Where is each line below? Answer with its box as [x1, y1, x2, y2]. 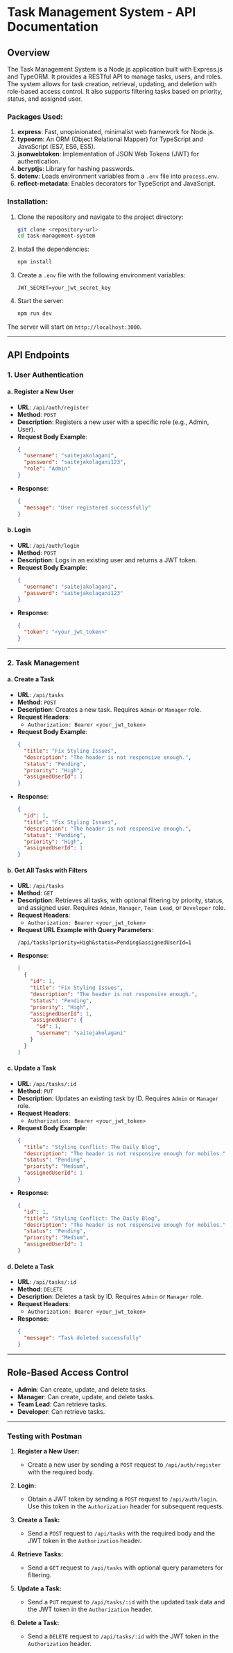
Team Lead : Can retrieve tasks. [17, 1400, 107, 1408]
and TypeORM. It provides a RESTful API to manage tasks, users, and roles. [7, 72, 223, 81]
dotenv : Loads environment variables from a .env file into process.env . [17, 172, 220, 181]
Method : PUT [17, 1086, 53, 1095]
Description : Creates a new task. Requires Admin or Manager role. [17, 706, 202, 714]
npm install [17, 259, 52, 266]
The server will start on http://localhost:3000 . [7, 323, 142, 331]
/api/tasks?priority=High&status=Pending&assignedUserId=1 [17, 939, 192, 946]
